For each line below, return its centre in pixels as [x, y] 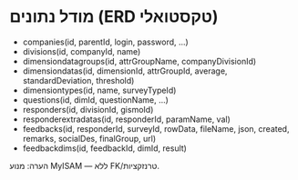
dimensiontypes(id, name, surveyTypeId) [99, 90]
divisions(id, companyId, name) [82, 51]
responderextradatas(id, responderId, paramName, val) [126, 119]
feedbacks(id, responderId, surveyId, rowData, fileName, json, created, [156, 128]
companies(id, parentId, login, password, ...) [105, 42]
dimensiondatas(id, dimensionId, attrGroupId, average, [125, 71]
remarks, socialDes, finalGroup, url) [89, 138]
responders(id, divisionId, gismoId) [88, 109]
